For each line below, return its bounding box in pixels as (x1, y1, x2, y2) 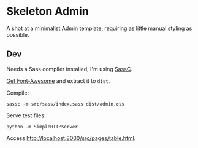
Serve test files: (6, 112, 46, 119)
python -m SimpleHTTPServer (6, 123, 78, 130)
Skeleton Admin (6, 4, 89, 18)
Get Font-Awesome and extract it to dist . (6, 77, 110, 84)
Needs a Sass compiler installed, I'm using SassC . (6, 65, 133, 72)
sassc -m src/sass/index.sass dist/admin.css (6, 101, 124, 107)
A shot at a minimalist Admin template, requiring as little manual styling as (6, 25, 192, 32)
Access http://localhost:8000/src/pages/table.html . (6, 134, 136, 142)
